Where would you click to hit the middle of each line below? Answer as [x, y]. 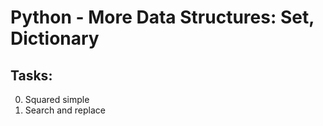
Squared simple [57, 99]
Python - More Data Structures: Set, [162, 17]
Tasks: [31, 75]
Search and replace [65, 110]
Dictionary [55, 38]
